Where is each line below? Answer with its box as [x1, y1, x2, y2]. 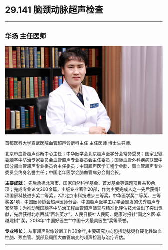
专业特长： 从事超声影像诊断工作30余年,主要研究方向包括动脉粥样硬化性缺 [5, 228, 158, 234]
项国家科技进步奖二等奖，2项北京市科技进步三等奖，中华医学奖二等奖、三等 [5, 193, 161, 199]
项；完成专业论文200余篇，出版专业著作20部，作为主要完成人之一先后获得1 [5, 186, 161, 192]
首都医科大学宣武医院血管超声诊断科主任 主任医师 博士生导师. [5, 140, 131, 146]
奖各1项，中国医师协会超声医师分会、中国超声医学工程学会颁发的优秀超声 [5, 199, 156, 205]
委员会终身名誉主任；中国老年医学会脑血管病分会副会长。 [5, 169, 123, 175]
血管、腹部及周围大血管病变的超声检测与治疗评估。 [22, 234, 128, 240]
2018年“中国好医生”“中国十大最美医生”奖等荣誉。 [30, 218, 131, 224]
